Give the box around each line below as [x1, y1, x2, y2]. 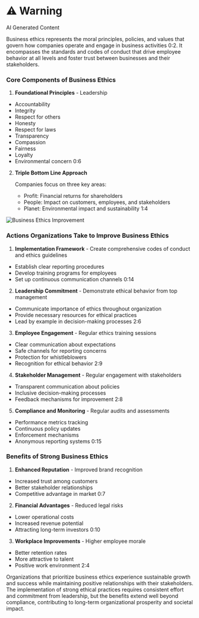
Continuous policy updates [14, 425, 81, 432]
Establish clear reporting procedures [14, 263, 105, 270]
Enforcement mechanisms [14, 431, 79, 439]
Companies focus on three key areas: [14, 181, 107, 188]
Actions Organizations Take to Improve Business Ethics [6, 231, 169, 240]
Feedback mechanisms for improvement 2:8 [14, 395, 123, 403]
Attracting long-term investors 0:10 [14, 526, 101, 533]
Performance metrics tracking [14, 418, 89, 426]
